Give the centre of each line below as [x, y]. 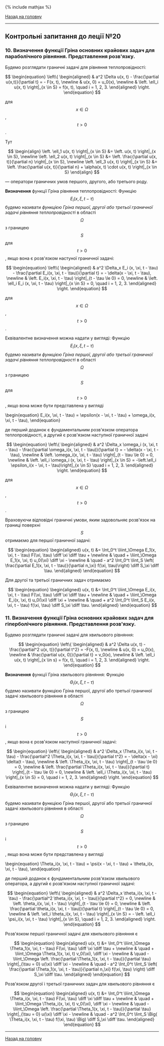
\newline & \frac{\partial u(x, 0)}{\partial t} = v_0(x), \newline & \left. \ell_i [82, 654]
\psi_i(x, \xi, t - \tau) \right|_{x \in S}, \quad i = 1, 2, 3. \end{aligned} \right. [82, 919]
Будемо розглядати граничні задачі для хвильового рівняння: [70, 635]
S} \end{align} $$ [82, 172]
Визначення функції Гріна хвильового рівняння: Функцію [65, 674]
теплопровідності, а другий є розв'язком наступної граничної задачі [77, 435]
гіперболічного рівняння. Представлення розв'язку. [71, 624]
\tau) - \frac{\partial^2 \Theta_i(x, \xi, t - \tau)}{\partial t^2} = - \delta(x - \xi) [82, 757]
